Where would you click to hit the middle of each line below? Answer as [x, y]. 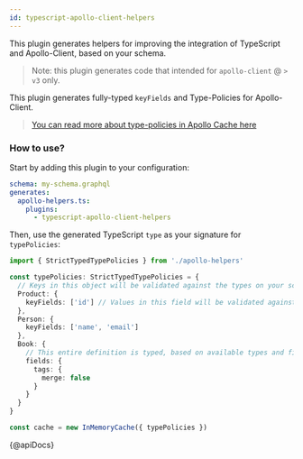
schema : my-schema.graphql [60, 184]
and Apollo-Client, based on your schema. [88, 53]
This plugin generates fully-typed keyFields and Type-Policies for [132, 97]
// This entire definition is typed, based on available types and [155, 353]
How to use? [37, 148]
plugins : [42, 209]
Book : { [32, 344]
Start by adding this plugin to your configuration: [99, 167]
